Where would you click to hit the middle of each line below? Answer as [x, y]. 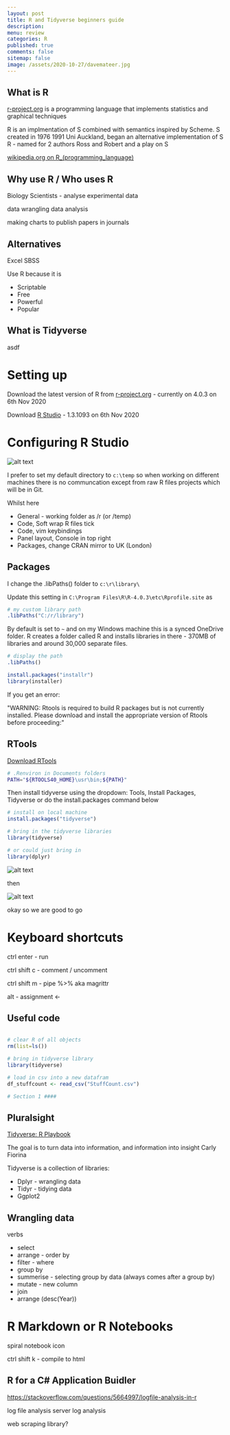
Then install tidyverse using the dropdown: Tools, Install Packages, [102, 793]
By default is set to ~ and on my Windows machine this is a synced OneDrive [115, 629]
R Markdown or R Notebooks [90, 1327]
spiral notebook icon [36, 1346]
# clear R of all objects [44, 1040]
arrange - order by [43, 1255]
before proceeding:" [36, 722]
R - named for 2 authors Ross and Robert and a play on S [88, 144]
